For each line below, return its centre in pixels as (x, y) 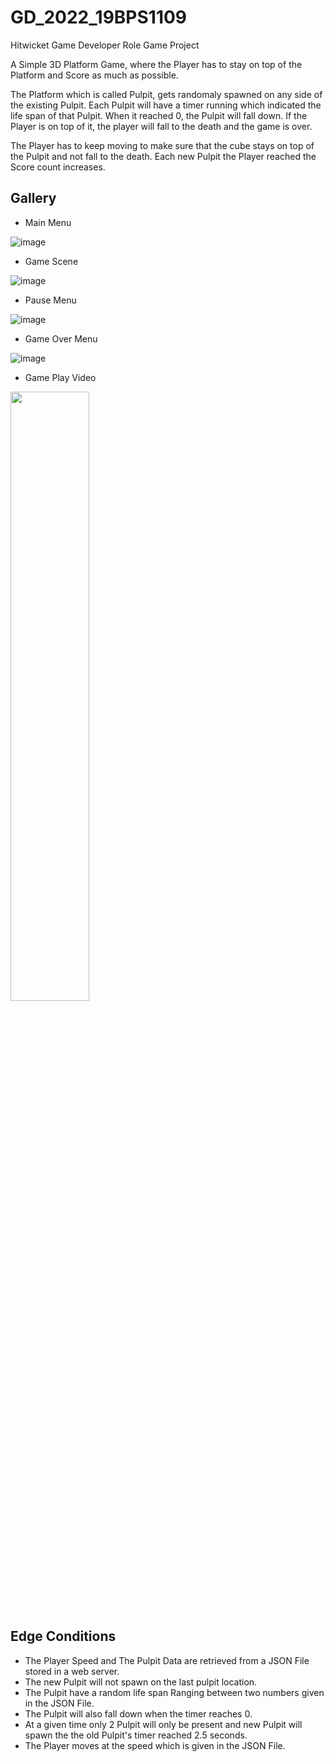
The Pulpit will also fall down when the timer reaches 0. (138, 1713)
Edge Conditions (63, 1636)
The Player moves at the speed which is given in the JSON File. (155, 1745)
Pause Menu (50, 300)
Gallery (33, 198)
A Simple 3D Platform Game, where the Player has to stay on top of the (156, 64)
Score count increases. (58, 167)
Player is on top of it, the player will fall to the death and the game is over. (161, 126)
